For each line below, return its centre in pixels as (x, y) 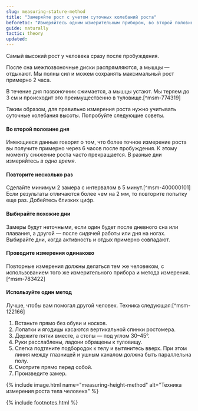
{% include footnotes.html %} (42, 403)
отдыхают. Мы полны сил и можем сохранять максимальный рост (90, 74)
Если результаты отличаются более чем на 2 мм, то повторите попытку (97, 194)
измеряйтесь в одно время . (41, 161)
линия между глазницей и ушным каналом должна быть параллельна (103, 355)
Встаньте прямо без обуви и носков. (61, 323)
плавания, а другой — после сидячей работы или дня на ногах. (86, 233)
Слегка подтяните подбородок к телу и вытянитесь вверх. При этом (101, 348)
